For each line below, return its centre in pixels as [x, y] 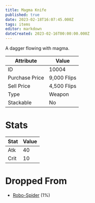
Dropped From [36, 181]
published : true [22, 15]
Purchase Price [26, 78]
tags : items [18, 24]
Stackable [20, 103]
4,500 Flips [63, 86]
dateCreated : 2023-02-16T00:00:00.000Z [47, 34]
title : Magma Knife [26, 10]
